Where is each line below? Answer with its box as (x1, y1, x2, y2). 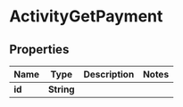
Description (83, 69, 135, 80)
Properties (9, 42, 70, 57)
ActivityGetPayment (9, 6, 163, 27)
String (47, 83, 75, 95)
